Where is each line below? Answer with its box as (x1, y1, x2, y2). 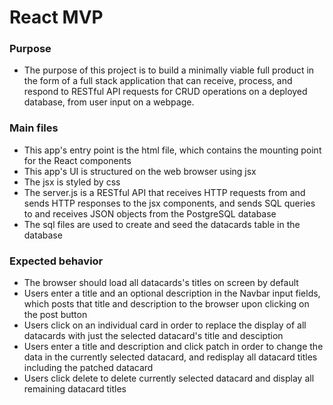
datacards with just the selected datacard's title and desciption (23, 330, 284, 342)
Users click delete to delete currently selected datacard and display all (23, 372, 315, 385)
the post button (23, 309, 88, 321)
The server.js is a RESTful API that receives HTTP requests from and (23, 186, 306, 198)
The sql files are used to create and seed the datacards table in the (23, 218, 301, 230)
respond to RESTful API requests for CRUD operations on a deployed (23, 86, 308, 98)
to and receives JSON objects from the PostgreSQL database (23, 207, 277, 220)
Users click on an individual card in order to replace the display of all (23, 319, 307, 331)
